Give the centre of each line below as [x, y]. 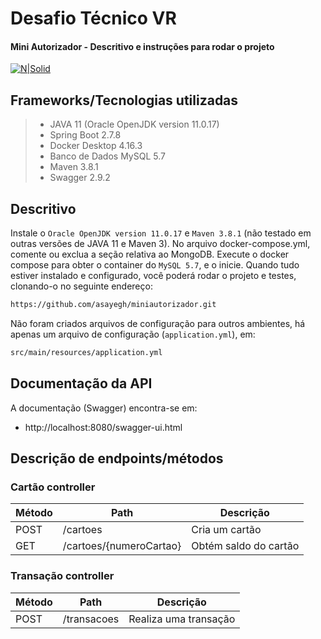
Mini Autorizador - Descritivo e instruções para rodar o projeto [142, 46]
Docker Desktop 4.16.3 [96, 146]
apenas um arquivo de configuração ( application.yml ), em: [133, 334]
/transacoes [91, 619]
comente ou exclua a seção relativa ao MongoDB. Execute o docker [150, 254]
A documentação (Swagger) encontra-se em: [104, 408]
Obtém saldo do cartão [245, 546]
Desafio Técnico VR [93, 18]
